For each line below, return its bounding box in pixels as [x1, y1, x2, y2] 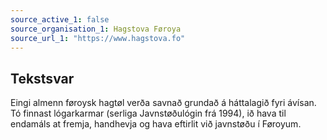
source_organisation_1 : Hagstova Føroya [10, 24, 182, 34]
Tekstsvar [10, 70, 75, 87]
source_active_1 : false [10, 14, 110, 25]
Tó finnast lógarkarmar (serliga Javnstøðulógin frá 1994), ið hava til [10, 107, 287, 120]
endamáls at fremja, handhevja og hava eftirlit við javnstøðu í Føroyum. [10, 118, 302, 130]
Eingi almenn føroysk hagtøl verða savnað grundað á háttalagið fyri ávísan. [10, 97, 317, 109]
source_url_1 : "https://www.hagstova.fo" [10, 33, 186, 43]
